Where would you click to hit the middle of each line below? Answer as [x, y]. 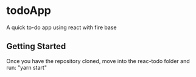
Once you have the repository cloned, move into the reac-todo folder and [98, 61]
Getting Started [36, 46]
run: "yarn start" [27, 67]
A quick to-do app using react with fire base [61, 27]
